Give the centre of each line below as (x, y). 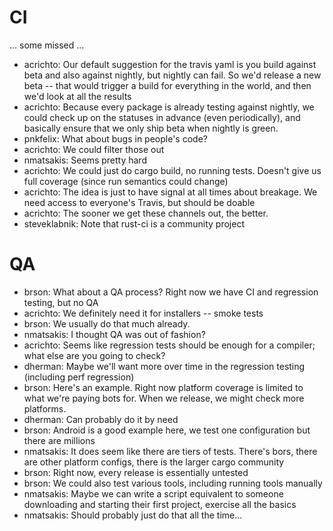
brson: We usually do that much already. (107, 323)
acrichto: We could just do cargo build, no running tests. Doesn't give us (172, 170)
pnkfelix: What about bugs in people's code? (115, 138)
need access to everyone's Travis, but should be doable (139, 202)
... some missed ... (47, 45)
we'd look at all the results (77, 96)
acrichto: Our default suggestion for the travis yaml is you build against (170, 64)
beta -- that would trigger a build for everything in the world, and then (167, 85)
